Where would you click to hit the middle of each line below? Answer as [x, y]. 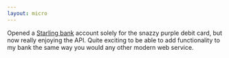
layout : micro [28, 13]
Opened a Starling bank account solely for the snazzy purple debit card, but [115, 33]
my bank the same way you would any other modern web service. [100, 47]
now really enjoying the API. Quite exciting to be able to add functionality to [113, 40]
